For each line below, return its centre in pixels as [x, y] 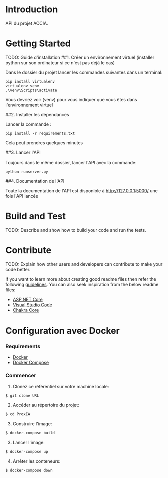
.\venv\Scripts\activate [31, 90]
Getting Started [38, 43]
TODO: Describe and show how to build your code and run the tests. [76, 230]
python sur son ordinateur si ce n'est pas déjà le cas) [60, 62]
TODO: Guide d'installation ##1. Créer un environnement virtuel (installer [80, 57]
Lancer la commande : [28, 124]
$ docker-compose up [27, 452]
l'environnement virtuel [29, 105]
